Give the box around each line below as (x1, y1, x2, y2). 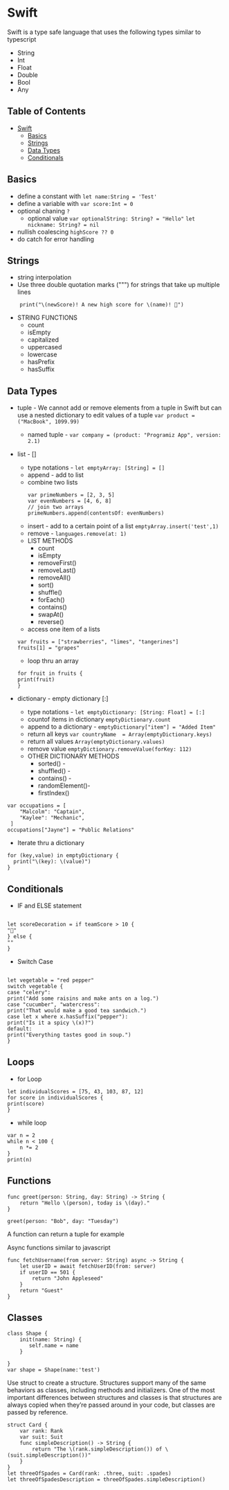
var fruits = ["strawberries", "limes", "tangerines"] (17, 639, 179, 646)
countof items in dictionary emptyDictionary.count (27, 716, 171, 724)
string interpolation (17, 273, 71, 281)
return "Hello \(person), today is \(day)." (19, 1199, 150, 1206)
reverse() (37, 618, 64, 626)
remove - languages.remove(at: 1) (27, 529, 127, 538)
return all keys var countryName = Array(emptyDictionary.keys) (27, 730, 212, 738)
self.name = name (28, 1342, 79, 1349)
